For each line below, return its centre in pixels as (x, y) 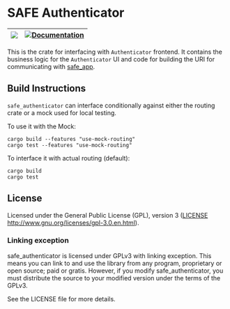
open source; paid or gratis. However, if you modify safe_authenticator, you (115, 271)
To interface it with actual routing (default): (69, 158)
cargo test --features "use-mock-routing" (70, 145)
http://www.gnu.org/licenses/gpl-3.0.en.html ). (73, 223)
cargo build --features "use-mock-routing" (71, 139)
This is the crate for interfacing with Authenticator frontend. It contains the (115, 52)
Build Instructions (47, 89)
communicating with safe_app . (51, 66)
